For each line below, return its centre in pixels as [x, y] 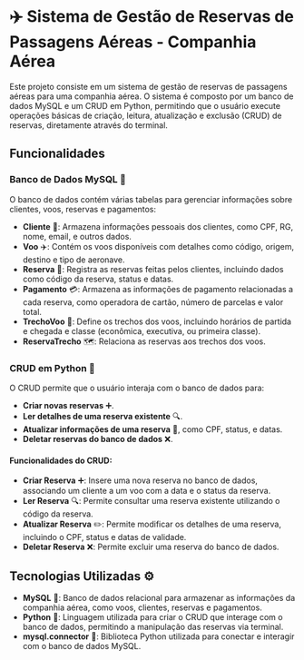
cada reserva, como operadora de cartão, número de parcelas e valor [153, 302]
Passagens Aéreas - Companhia [133, 42]
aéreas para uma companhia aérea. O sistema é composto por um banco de [152, 96]
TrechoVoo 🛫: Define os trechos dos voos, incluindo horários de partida [157, 321]
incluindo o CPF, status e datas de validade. [104, 537]
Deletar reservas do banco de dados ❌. [98, 438]
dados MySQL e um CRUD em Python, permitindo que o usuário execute [145, 105]
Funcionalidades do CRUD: [61, 460]
